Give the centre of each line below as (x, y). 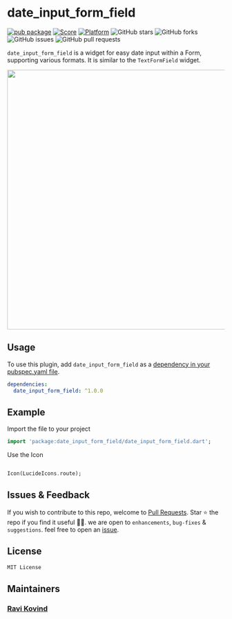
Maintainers (34, 589)
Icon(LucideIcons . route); (44, 474)
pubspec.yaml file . (33, 371)
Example (26, 412)
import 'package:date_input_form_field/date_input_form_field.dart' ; (109, 442)
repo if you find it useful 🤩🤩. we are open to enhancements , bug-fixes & (107, 522)
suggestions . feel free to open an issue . (63, 529)
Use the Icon (25, 455)
